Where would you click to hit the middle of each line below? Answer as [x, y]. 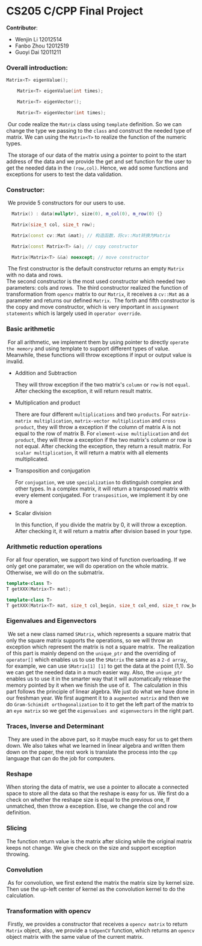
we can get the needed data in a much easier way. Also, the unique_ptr [94, 672]
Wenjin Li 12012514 [38, 39]
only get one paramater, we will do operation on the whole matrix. [87, 566]
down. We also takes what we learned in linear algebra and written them [96, 746]
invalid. [15, 361]
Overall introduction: [37, 67]
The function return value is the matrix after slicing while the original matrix [99, 841]
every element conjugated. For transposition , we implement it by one [101, 495]
